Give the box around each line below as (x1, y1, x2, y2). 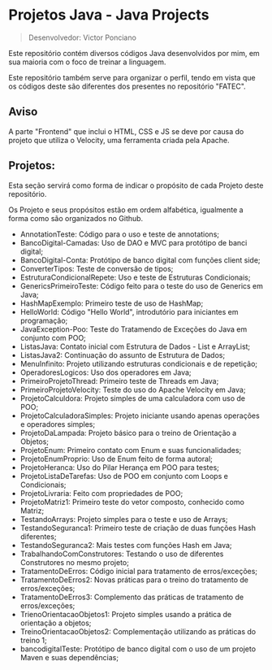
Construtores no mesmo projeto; (19, 557, 130, 567)
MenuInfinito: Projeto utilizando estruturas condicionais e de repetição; (19, 359, 258, 368)
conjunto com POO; (19, 333, 87, 342)
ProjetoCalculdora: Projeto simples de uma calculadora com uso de (19, 393, 246, 403)
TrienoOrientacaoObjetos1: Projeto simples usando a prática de (19, 609, 232, 619)
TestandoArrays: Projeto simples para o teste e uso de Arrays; (19, 514, 228, 524)
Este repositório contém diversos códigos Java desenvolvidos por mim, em (8, 48, 260, 58)
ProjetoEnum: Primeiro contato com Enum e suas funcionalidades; (19, 445, 242, 455)
